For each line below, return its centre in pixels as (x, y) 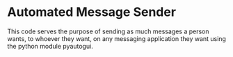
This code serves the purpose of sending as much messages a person (109, 31)
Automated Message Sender (91, 12)
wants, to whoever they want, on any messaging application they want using (116, 38)
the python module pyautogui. (50, 46)
